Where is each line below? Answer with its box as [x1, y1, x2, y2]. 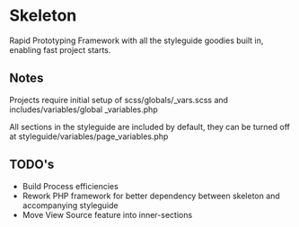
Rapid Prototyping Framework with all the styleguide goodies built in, [9, 35, 264, 46]
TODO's [9, 157, 55, 172]
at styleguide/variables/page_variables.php [9, 131, 169, 142]
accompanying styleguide [22, 199, 119, 211]
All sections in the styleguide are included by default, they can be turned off [9, 121, 290, 132]
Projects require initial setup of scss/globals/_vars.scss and [9, 94, 229, 105]
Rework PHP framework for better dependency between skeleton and [22, 190, 280, 201]
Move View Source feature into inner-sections [22, 209, 193, 220]
